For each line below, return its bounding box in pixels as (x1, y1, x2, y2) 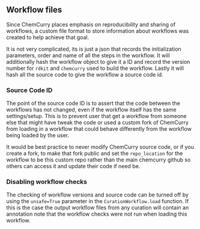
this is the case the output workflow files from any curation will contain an (6, 204, 189, 212)
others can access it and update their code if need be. (6, 163, 141, 170)
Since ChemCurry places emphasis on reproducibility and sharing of (6, 20, 176, 28)
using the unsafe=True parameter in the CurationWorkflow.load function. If (6, 198, 189, 205)
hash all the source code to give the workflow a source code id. (6, 71, 163, 78)
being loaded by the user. (6, 132, 70, 139)
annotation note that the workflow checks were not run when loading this (6, 210, 187, 218)
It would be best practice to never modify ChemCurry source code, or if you (6, 143, 194, 151)
